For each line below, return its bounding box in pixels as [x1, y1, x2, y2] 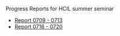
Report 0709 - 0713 [14, 17, 63, 23]
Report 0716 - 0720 [14, 23, 63, 30]
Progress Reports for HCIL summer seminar [5, 5, 114, 12]
